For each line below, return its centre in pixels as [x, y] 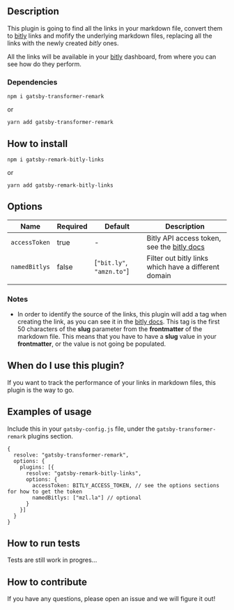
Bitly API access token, [184, 238]
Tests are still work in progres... [52, 560]
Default [117, 226]
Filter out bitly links [178, 258]
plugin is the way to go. [41, 390]
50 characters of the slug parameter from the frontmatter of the [110, 329]
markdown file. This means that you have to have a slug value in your [117, 337]
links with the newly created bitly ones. [63, 43]
